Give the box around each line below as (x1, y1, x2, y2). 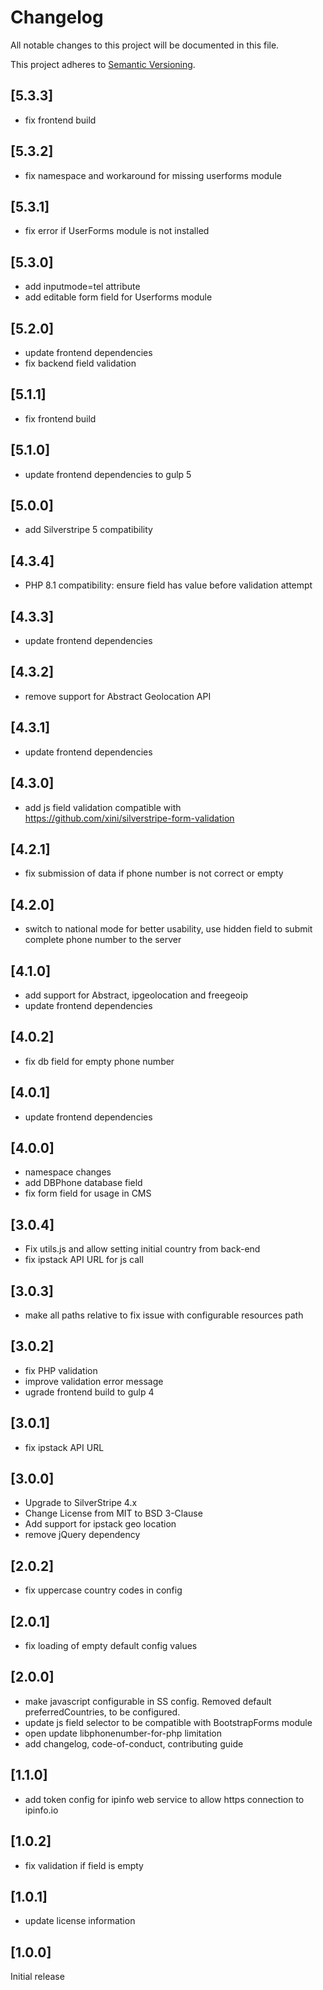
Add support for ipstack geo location (24, 1518, 177, 1530)
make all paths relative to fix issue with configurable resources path (24, 1309, 304, 1321)
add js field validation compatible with (24, 801, 182, 813)
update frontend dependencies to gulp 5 (24, 468, 192, 480)
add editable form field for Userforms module (24, 291, 213, 303)
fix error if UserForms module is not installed (24, 225, 210, 237)
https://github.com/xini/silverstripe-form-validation (24, 812, 235, 824)
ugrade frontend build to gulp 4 (24, 1386, 155, 1398)
